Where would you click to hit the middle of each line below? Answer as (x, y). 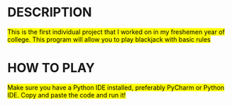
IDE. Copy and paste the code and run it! (67, 95)
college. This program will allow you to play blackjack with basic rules (109, 39)
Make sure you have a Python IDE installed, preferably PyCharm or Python (116, 87)
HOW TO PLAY (51, 68)
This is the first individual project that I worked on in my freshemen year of (116, 32)
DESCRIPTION (50, 12)
